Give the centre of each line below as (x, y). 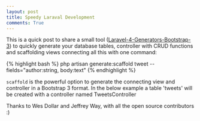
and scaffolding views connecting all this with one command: (82, 52)
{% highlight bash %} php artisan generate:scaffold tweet (77, 64)
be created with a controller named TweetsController (71, 94)
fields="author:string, (33, 70)
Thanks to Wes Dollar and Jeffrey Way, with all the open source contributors (100, 106)
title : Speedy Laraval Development (51, 17)
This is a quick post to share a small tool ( (57, 40)
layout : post (22, 12)
